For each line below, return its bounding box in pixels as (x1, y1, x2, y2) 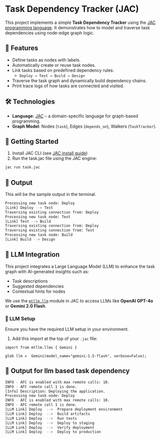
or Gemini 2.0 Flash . (5, 303, 47, 309)
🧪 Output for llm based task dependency (5, 367, 130, 375)
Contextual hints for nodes (12, 288, 66, 294)
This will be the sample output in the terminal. (5, 191, 96, 197)
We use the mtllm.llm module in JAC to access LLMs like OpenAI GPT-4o (5, 298, 153, 304)
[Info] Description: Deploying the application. (5, 389, 106, 394)
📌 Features (5, 44, 38, 52)
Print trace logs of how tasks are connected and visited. (12, 83, 125, 89)
